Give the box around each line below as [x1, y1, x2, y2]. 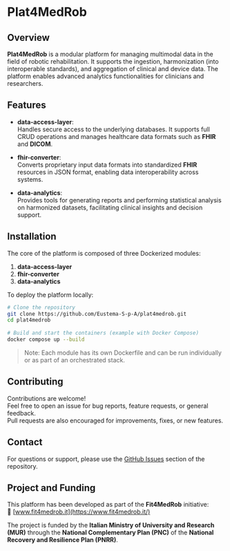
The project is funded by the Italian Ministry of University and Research [7, 521, 215, 530]
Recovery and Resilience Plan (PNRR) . [7, 536, 119, 544]
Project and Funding [7, 482, 96, 494]
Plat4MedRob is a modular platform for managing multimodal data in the [7, 50, 213, 58]
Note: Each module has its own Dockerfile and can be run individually [23, 348, 222, 357]
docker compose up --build [7, 336, 85, 343]
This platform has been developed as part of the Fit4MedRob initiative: [7, 501, 209, 509]
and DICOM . [17, 140, 53, 148]
